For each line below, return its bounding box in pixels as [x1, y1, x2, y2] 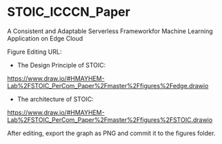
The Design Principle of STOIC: [17, 61, 106, 69]
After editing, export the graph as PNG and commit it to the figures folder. [7, 129, 216, 137]
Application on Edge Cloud [7, 34, 83, 42]
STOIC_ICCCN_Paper [7, 4, 131, 20]
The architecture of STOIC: [17, 94, 94, 103]
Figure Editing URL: [7, 48, 62, 56]
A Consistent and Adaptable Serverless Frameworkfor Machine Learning [7, 27, 214, 35]
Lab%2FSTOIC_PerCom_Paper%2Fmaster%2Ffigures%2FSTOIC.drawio [7, 115, 213, 124]
